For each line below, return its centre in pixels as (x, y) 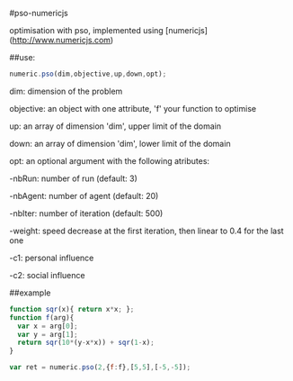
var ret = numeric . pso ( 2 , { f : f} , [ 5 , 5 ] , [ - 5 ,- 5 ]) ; (100, 367)
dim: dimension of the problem (66, 91)
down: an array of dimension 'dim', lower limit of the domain (120, 143)
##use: (22, 57)
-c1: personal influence (52, 258)
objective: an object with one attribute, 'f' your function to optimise (133, 108)
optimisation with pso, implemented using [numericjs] (109, 30)
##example (30, 293)
